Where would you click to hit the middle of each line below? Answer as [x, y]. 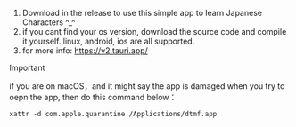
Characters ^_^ [49, 22]
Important [27, 67]
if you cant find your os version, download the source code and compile [154, 32]
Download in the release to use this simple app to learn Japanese [142, 13]
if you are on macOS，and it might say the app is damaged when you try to [147, 86]
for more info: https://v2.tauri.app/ [85, 51]
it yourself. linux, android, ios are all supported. [108, 41]
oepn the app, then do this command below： [93, 97]
